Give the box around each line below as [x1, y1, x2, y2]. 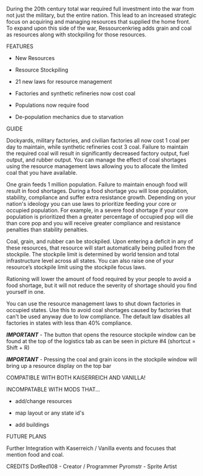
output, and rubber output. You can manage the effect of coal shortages [6, 156, 187, 163]
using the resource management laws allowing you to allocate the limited [6, 163, 188, 169]
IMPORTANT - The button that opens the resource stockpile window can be [6, 331, 196, 338]
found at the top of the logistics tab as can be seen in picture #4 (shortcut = [6, 338, 196, 345]
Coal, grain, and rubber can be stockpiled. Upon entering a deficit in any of [6, 238, 194, 245]
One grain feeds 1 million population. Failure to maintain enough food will [6, 181, 188, 188]
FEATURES [6, 42, 34, 50]
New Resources [15, 55, 55, 61]
